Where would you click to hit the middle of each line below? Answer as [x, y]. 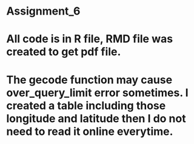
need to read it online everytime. [90, 131]
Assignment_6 [43, 11]
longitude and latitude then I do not [96, 118]
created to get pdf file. [64, 52]
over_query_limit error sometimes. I [98, 93]
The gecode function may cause [89, 80]
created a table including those [86, 105]
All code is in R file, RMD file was [90, 39]
